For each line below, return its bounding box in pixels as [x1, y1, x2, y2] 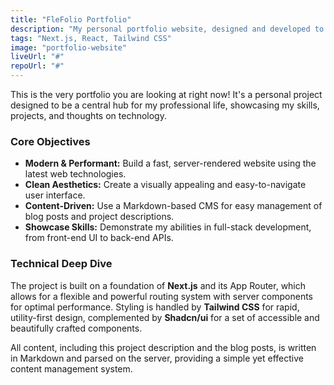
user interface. [24, 189, 86, 201]
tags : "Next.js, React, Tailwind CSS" [10, 33, 172, 43]
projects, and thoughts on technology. [10, 110, 167, 121]
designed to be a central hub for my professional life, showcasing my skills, [10, 99, 320, 111]
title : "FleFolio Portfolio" [10, 14, 132, 25]
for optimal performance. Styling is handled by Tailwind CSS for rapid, [10, 301, 300, 313]
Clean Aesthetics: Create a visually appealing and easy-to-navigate [24, 179, 307, 191]
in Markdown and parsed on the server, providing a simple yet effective [10, 352, 304, 364]
